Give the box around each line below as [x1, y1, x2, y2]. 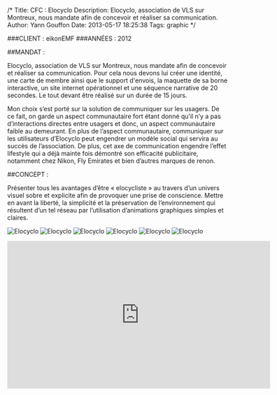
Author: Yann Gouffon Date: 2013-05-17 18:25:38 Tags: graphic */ [7, 21, 196, 29]
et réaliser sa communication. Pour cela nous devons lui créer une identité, [7, 69, 222, 77]
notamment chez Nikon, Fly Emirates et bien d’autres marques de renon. [7, 157, 215, 165]
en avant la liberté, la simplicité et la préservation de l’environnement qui [7, 199, 215, 207]
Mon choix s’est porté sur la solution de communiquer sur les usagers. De [7, 105, 220, 113]
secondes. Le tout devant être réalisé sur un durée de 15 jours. [7, 91, 187, 99]
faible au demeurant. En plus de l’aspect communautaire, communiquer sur [7, 127, 224, 135]
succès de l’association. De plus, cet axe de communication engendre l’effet [7, 142, 227, 150]
